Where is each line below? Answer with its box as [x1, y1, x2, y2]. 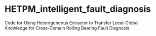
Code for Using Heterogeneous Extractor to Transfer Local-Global [4, 20, 139, 26]
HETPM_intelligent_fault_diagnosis [4, 3, 151, 15]
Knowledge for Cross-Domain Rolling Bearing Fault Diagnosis [4, 25, 129, 31]
